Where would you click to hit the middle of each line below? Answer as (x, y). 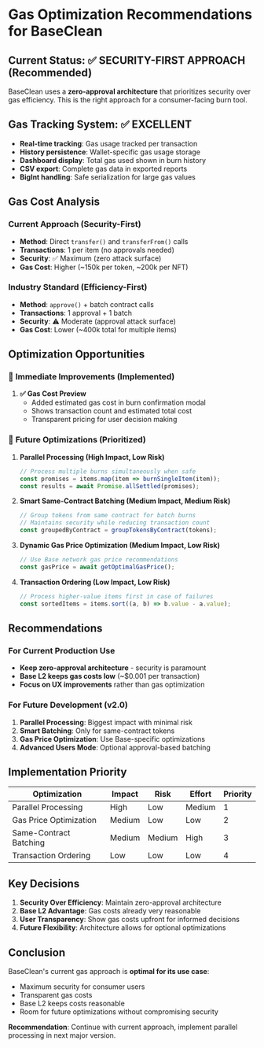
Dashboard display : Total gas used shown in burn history (113, 160)
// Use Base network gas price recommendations (99, 560)
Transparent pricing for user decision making (104, 420)
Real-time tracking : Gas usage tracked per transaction (108, 143)
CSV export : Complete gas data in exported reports (103, 168)
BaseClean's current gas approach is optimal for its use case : (109, 971)
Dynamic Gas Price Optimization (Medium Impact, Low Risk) (119, 546)
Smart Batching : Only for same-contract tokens (97, 731)
